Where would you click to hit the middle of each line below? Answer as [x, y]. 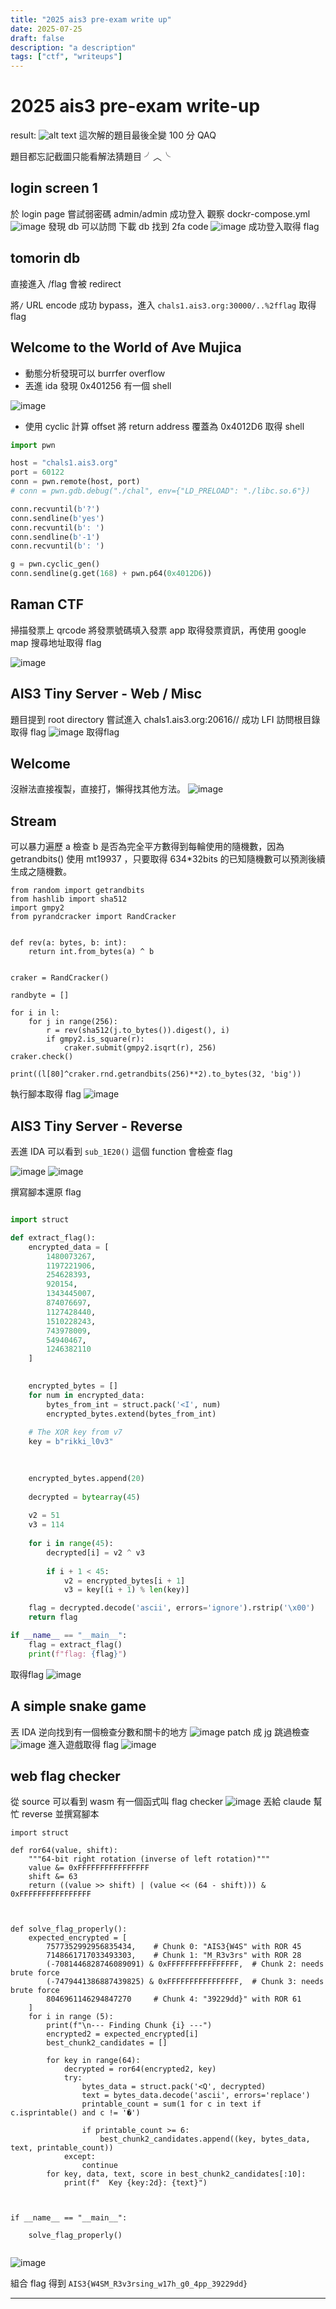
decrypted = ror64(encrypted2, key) [140, 2069]
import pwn [33, 445]
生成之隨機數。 [41, 872]
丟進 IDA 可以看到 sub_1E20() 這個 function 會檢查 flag [121, 1152]
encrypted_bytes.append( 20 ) [86, 1478]
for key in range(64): [93, 2061]
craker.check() [42, 1057]
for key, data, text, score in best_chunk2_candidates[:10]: [176, 2174]
